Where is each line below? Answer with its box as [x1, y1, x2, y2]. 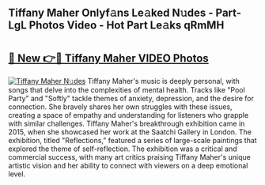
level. [8, 169, 26, 179]
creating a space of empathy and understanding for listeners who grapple [8, 111, 249, 119]
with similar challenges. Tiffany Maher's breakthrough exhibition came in [8, 119, 245, 128]
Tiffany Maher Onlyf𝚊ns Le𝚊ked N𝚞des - [8, 6, 214, 20]
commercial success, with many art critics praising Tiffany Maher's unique [8, 153, 251, 161]
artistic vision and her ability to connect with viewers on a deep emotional [8, 161, 248, 170]
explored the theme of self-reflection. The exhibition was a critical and [8, 144, 237, 153]
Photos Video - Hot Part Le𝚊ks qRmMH [28, 19, 225, 32]
